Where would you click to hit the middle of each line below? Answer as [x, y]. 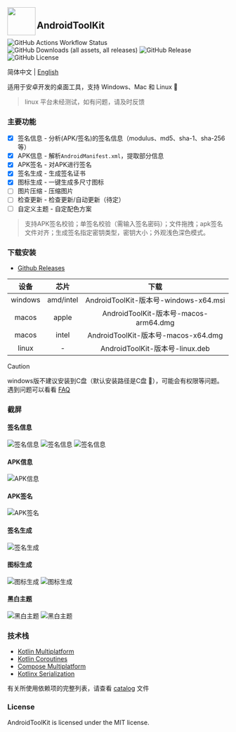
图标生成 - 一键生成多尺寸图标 [61, 182]
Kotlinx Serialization [46, 674]
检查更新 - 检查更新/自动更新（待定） [71, 200]
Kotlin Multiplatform [46, 651]
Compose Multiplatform [52, 667]
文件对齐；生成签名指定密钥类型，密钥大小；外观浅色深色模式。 [117, 232]
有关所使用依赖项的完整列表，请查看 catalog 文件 [78, 688]
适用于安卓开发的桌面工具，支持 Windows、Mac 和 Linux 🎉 [92, 86]
